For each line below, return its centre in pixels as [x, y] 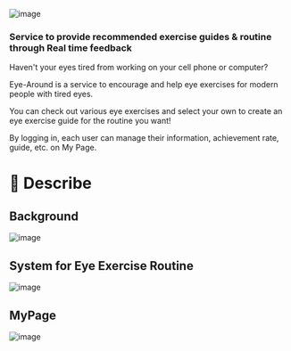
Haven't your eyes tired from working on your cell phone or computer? [139, 68]
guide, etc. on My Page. [53, 148]
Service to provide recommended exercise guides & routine [141, 37]
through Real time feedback [71, 47]
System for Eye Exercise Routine [101, 266]
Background [44, 216]
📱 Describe [50, 184]
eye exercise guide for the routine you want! [90, 121]
